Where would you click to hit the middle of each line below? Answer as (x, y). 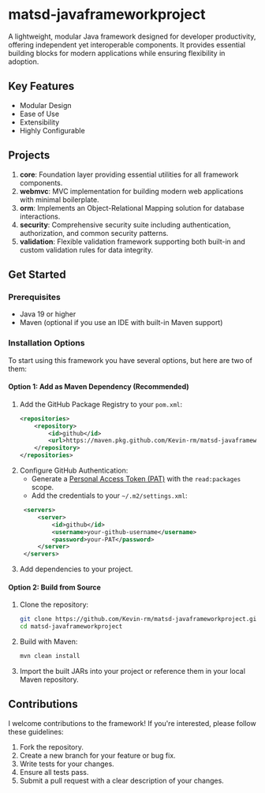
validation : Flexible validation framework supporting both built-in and (132, 241)
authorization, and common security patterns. (94, 233)
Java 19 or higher (48, 314)
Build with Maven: (49, 642)
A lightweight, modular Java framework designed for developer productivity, (132, 36)
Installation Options (47, 343)
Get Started (37, 274)
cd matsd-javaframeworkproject (71, 627)
